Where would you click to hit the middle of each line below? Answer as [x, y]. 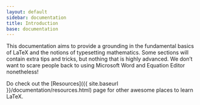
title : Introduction [33, 23]
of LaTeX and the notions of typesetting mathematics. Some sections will [98, 53]
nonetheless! [22, 72]
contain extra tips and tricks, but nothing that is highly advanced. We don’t [99, 59]
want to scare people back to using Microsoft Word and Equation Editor [96, 66]
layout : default [27, 12]
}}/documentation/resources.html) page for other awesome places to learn [100, 90]
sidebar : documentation [36, 18]
